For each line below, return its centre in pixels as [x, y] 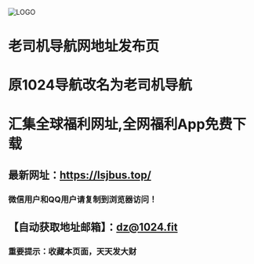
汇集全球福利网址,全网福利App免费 [120, 124]
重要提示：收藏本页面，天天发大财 [73, 251]
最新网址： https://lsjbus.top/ [80, 175]
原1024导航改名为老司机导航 [100, 85]
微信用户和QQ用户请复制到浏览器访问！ [83, 199]
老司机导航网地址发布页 [84, 46]
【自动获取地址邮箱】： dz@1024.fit [93, 227]
